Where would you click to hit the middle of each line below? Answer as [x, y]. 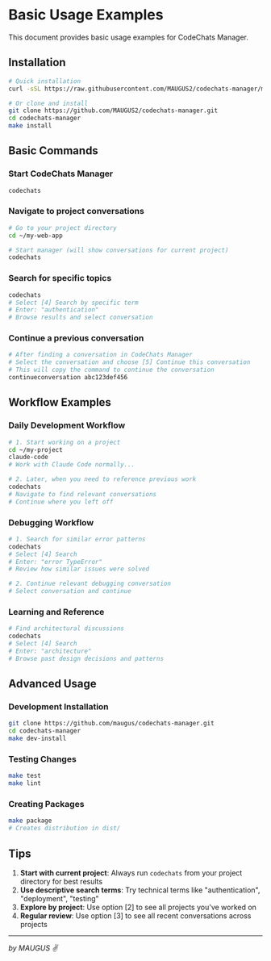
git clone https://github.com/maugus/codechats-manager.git [112, 724]
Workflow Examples [60, 402]
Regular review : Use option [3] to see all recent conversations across [135, 915]
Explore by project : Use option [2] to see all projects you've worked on [138, 907]
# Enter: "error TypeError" [56, 562]
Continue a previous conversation [76, 338]
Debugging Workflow [51, 522]
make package [30, 821]
